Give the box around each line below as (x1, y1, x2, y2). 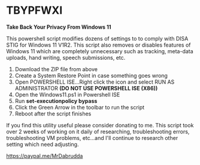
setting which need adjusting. (6, 140, 79, 148)
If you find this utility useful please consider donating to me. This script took (6, 121, 194, 129)
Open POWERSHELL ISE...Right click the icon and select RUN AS (14, 78, 175, 85)
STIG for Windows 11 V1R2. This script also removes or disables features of (6, 41, 191, 48)
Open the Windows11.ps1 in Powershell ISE (14, 91, 120, 98)
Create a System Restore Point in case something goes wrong (14, 72, 168, 79)
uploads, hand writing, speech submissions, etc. (6, 54, 126, 61)
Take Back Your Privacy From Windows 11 (6, 23, 112, 30)
